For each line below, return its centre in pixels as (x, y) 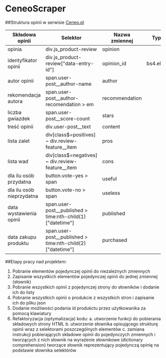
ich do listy (23, 292)
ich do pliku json (29, 302)
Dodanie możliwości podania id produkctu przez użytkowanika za (79, 308)
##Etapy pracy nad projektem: (36, 261)
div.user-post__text (68, 126)
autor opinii (21, 81)
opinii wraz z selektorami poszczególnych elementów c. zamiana (78, 329)
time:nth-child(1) (65, 216)
